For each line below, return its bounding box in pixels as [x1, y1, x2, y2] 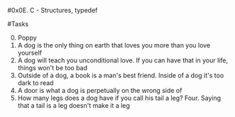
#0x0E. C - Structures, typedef [7, 6, 98, 14]
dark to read [17, 79, 54, 87]
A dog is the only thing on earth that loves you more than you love [17, 41, 211, 49]
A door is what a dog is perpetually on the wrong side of [17, 87, 182, 94]
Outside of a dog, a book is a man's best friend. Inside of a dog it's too [17, 71, 224, 79]
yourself [17, 49, 43, 57]
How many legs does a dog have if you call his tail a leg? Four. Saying [17, 94, 222, 102]
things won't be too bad [17, 64, 87, 72]
